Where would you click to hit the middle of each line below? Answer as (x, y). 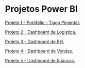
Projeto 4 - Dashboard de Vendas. (39, 51)
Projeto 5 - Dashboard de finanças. (40, 60)
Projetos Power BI (41, 9)
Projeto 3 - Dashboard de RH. (34, 41)
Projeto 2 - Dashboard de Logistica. (41, 32)
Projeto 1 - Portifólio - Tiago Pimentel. (42, 23)
